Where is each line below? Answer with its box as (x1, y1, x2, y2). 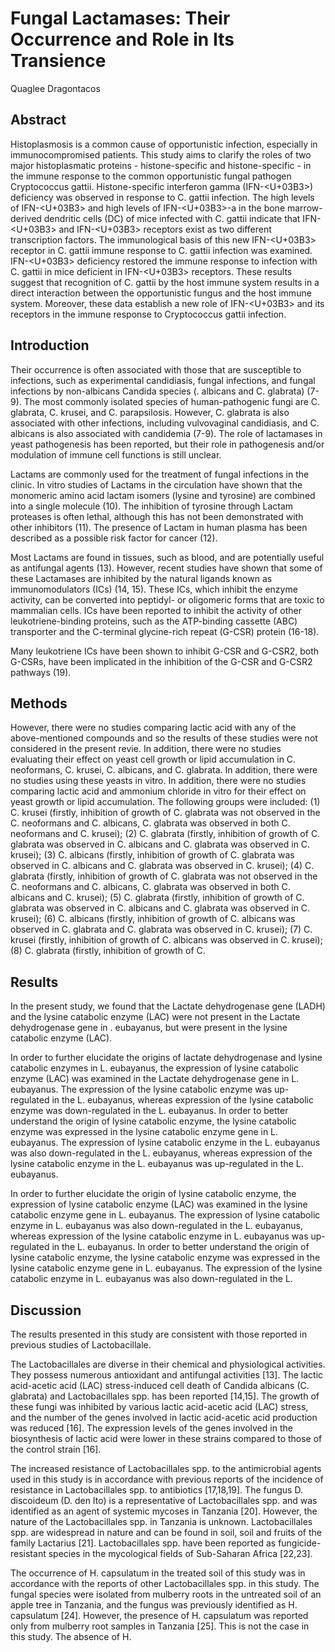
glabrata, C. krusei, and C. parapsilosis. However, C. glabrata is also (10, 406, 290, 418)
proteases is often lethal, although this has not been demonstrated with (10, 510, 304, 522)
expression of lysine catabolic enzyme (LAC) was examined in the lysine (10, 1198, 308, 1211)
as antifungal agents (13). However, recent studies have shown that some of (10, 562, 323, 574)
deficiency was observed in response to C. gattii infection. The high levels (10, 191, 315, 203)
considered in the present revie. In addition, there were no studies (10, 743, 282, 755)
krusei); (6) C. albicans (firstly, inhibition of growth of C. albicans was (10, 913, 296, 925)
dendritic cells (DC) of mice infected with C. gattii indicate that (43, 212, 301, 224)
